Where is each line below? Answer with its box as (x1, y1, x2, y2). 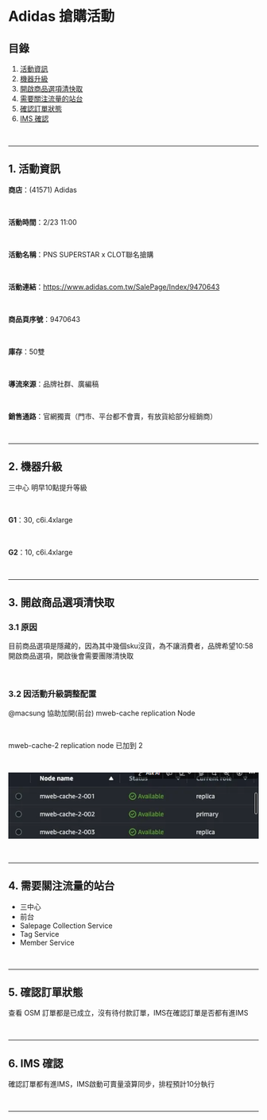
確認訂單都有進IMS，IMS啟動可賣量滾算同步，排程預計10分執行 (8, 1079, 215, 1089)
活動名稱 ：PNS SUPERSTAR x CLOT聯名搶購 (8, 249, 154, 259)
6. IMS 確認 (8, 1056, 64, 1070)
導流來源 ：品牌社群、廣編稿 (8, 379, 99, 389)
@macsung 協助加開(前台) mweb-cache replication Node (8, 708, 196, 718)
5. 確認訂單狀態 (8, 985, 83, 999)
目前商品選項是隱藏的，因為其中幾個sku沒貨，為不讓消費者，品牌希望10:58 (8, 641, 253, 651)
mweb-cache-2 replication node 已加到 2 (8, 740, 143, 750)
